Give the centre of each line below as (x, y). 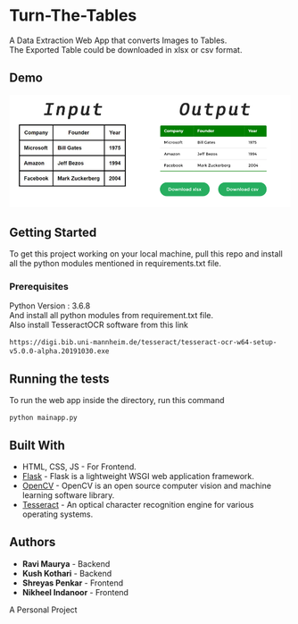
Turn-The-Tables (73, 16)
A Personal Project (43, 610)
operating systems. (58, 514)
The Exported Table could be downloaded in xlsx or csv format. (126, 49)
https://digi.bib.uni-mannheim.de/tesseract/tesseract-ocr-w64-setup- (143, 342)
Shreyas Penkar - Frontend (72, 583)
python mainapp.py (43, 418)
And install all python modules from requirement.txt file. (112, 316)
